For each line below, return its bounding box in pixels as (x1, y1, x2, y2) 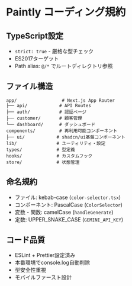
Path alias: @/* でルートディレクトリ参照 (14, 63, 113, 69)
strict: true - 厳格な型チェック (14, 48, 94, 54)
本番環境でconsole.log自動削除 (14, 259, 91, 266)
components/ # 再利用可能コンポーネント (6, 128, 118, 134)
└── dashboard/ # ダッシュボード (6, 121, 96, 127)
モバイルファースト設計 (14, 274, 72, 281)
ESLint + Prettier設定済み (14, 252, 76, 259)
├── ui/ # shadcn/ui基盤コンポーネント (6, 134, 125, 140)
